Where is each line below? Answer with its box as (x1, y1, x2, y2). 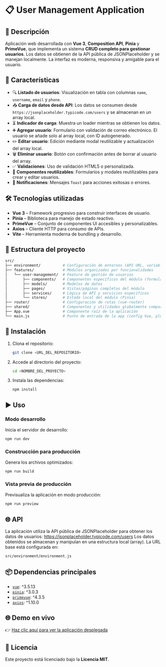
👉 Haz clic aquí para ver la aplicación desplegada (5, 627, 108, 633)
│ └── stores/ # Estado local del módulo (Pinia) (5, 295, 136, 300)
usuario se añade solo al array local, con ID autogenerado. (12, 133, 131, 139)
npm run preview (5, 501, 39, 507)
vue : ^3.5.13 (12, 583, 36, 589)
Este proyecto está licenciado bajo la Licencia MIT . (5, 657, 110, 663)
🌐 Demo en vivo (5, 614, 55, 622)
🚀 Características (5, 76, 60, 85)
